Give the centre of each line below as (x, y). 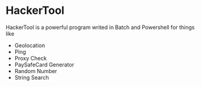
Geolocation (30, 45)
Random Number (36, 71)
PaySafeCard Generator (44, 65)
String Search (32, 77)
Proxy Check (30, 58)
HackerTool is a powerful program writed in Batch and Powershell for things (100, 27)
